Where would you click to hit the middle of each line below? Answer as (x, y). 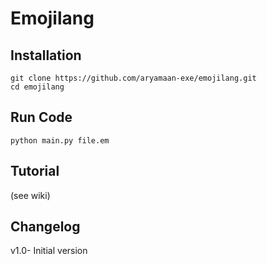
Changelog (45, 227)
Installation (46, 55)
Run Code (41, 117)
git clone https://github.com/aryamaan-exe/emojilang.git (133, 78)
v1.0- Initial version (49, 251)
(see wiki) (30, 195)
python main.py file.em (60, 140)
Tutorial (35, 171)
